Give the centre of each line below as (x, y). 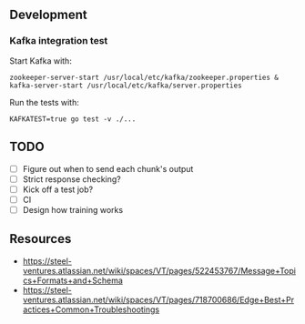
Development (49, 15)
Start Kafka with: (41, 61)
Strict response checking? (71, 179)
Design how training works (73, 209)
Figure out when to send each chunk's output (108, 168)
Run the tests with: (44, 102)
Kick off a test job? (58, 189)
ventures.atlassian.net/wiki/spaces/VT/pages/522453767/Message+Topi (159, 270)
